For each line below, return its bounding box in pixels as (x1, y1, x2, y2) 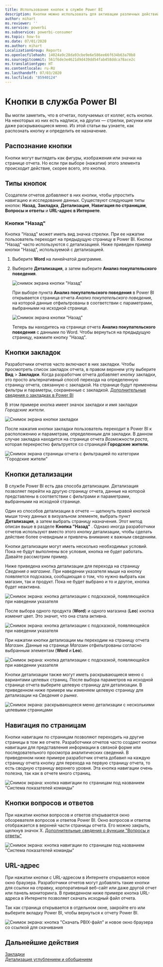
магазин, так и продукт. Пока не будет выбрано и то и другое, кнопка (5, 579, 149, 585)
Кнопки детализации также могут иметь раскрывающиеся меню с (5, 672, 144, 677)
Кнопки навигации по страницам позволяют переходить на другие (5, 734, 144, 740)
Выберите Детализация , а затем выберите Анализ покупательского (12, 265, 157, 271)
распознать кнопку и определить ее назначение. (5, 128, 107, 134)
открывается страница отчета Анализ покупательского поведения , (12, 294, 152, 300)
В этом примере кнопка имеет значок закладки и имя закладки (5, 402, 138, 407)
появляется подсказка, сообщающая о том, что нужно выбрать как (5, 574, 146, 580)
